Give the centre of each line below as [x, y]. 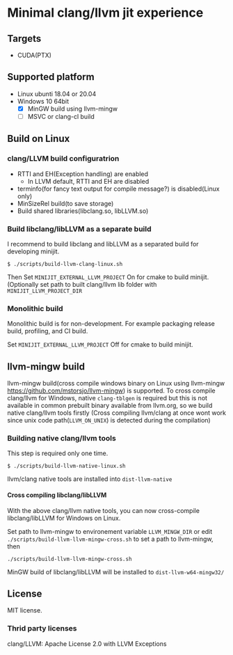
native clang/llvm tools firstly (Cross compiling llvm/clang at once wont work [116, 413]
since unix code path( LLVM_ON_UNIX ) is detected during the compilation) [109, 420]
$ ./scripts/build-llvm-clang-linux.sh [65, 264]
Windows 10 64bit [43, 101]
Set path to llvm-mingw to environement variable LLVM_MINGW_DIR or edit [110, 531]
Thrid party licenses [42, 629]
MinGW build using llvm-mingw [73, 109]
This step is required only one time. [58, 453]
